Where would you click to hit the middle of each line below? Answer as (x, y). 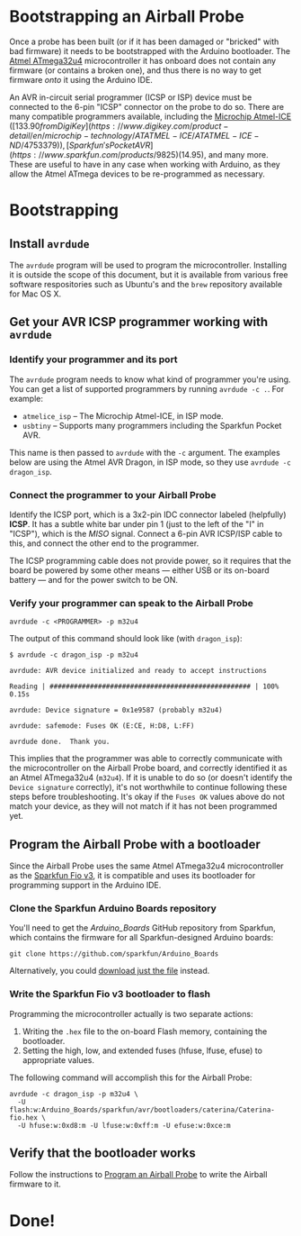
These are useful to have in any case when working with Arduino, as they (145, 164)
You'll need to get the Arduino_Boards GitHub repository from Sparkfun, (142, 928)
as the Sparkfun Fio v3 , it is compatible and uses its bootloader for (133, 876)
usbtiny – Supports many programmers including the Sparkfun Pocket (152, 425)
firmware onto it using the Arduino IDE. (81, 79)
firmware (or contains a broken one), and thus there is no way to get (136, 70)
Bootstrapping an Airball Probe (127, 17)
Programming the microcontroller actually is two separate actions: (131, 1013)
